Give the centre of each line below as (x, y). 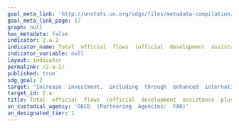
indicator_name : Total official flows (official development (106, 47)
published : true (31, 73)
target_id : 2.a (30, 93)
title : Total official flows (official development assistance (111, 100)
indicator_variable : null (46, 54)
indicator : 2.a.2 (33, 41)
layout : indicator (34, 60)
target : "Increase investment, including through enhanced (103, 87)
